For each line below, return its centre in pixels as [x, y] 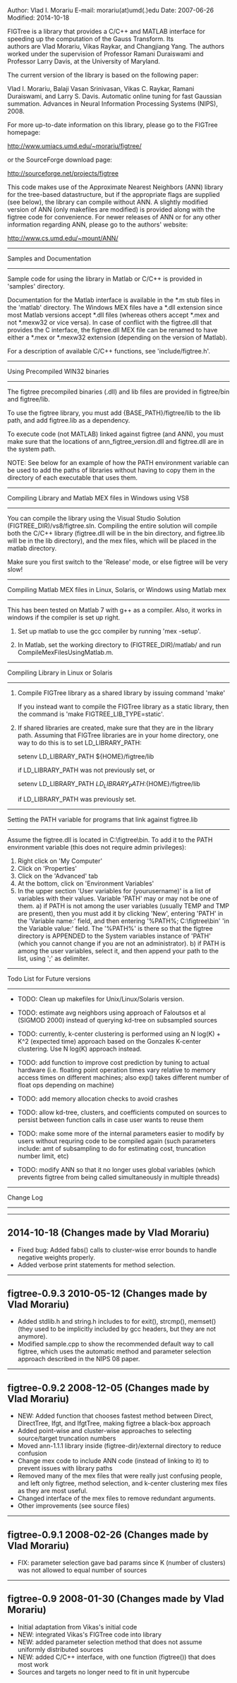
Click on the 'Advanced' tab [58, 876]
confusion [32, 1454]
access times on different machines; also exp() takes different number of [123, 1077]
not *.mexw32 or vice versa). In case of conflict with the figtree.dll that [110, 322]
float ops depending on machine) [66, 1085]
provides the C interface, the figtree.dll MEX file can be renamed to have [113, 330]
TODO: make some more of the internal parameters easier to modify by [121, 1133]
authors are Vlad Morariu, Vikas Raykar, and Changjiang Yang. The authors [116, 46]
